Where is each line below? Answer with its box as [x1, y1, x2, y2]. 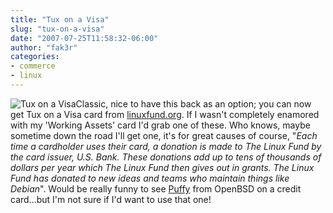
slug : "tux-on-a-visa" [10, 24, 105, 34]
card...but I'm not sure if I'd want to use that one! [10, 193, 212, 205]
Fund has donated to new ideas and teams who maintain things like [10, 172, 290, 184]
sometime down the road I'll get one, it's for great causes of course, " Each [10, 129, 318, 141]
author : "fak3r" [10, 42, 78, 53]
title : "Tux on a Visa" [10, 14, 110, 25]
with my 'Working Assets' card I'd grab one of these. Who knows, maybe [10, 119, 311, 131]
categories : [10, 52, 60, 62]
